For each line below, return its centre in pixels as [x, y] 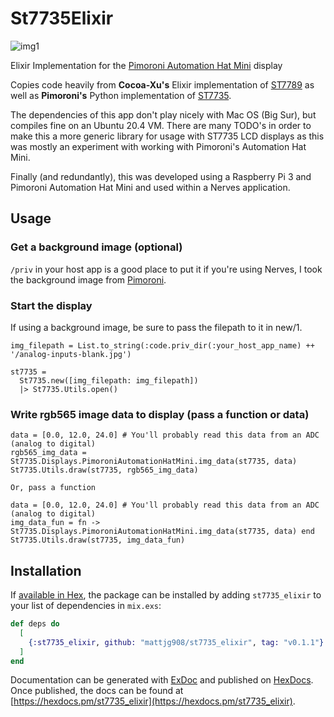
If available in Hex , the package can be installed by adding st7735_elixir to [166, 595]
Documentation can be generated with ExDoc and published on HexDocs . [162, 680]
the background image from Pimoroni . [88, 279]
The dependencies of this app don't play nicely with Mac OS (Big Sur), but [163, 114]
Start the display [51, 305]
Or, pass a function [53, 488]
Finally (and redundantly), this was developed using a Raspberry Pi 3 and [161, 176]
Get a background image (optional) [96, 247]
